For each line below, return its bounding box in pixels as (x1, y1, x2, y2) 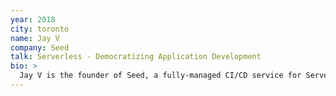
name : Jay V (10, 33, 60, 43)
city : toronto (10, 24, 70, 34)
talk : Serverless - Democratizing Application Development (10, 52, 262, 62)
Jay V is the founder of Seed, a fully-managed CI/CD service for (19, 71, 302, 81)
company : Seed (10, 42, 70, 53)
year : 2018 (10, 14, 56, 25)
